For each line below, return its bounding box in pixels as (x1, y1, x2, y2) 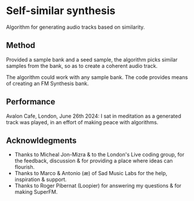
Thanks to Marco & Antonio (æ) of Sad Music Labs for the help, (14, 170, 168, 177)
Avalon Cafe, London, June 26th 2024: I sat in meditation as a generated (6, 113, 182, 120)
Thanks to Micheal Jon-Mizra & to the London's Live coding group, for (14, 151, 185, 158)
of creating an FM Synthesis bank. (6, 80, 89, 87)
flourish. (14, 163, 35, 171)
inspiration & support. (14, 176, 67, 183)
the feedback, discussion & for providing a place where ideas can (14, 157, 173, 165)
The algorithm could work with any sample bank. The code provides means (6, 73, 188, 80)
